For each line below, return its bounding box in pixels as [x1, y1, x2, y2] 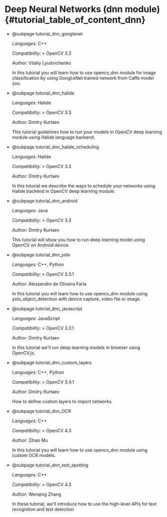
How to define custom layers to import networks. [11, 398, 113, 404]
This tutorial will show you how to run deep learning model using [11, 237, 145, 243]
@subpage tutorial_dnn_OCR [11, 408, 71, 414]
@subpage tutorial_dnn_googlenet [11, 31, 83, 37]
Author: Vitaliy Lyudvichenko [11, 60, 71, 66]
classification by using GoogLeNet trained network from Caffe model [11, 75, 154, 81]
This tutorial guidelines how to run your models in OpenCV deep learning [11, 129, 162, 135]
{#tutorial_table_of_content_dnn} [4, 14, 146, 26]
